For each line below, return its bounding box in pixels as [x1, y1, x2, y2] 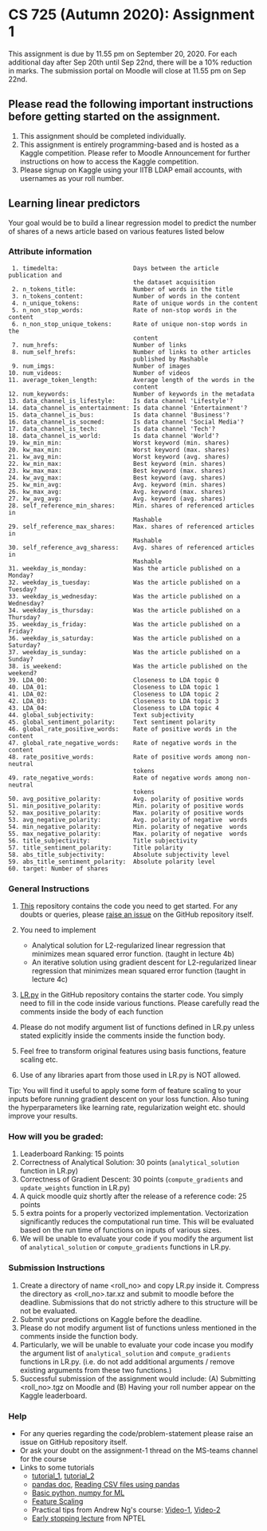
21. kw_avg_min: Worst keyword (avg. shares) [8, 452, 230, 460]
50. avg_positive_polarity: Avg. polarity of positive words [8, 795, 245, 803]
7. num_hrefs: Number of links [11, 341, 187, 349]
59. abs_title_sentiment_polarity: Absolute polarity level [8, 858, 216, 866]
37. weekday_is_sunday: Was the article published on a [8, 648, 241, 656]
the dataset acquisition [132, 278, 216, 286]
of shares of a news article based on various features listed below [8, 226, 225, 236]
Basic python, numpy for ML [31, 1488, 125, 1497]
